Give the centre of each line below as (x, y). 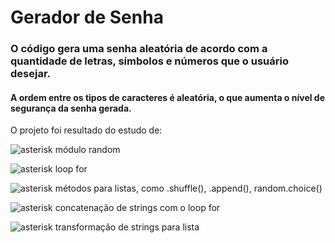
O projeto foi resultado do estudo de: (86, 130)
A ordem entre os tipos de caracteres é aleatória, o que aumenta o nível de (168, 97)
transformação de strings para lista (127, 227)
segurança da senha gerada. (71, 108)
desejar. (30, 74)
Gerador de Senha (87, 17)
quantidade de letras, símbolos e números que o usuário (150, 61)
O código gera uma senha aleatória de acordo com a (139, 49)
